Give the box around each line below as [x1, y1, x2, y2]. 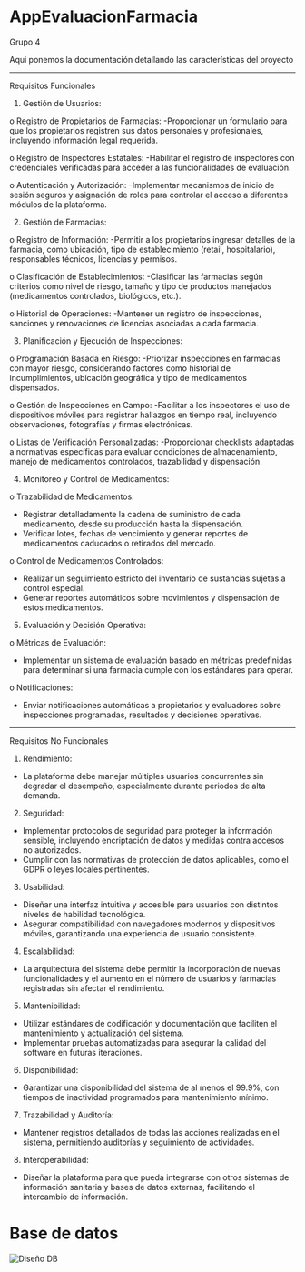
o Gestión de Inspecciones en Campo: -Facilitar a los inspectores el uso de [9, 399, 290, 410]
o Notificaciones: [9, 682, 74, 693]
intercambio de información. [22, 1191, 129, 1202]
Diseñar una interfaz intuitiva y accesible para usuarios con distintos [22, 898, 279, 910]
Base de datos [9, 1223, 119, 1244]
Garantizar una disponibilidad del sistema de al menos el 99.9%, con [22, 1082, 280, 1093]
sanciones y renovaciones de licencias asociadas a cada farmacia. [9, 317, 259, 328]
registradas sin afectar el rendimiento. [22, 982, 165, 993]
